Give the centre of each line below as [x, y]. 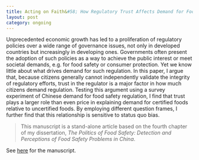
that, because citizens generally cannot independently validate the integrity [98, 77]
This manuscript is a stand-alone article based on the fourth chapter [104, 127]
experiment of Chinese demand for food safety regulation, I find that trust [96, 96]
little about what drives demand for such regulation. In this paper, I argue [95, 71]
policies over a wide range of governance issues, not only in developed [93, 46]
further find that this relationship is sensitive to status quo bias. [83, 115]
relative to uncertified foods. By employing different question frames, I [92, 109]
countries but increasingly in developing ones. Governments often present [97, 52]
